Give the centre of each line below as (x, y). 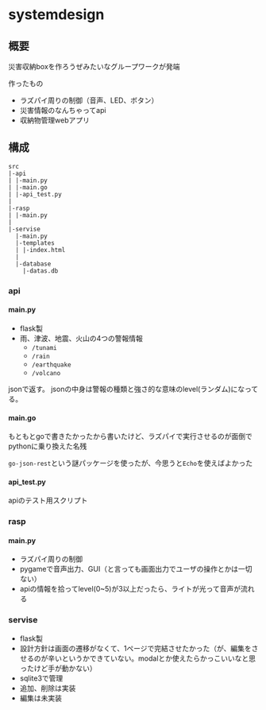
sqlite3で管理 (41, 678)
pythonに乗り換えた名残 (48, 446)
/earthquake (51, 365)
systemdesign (56, 15)
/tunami (44, 347)
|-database (33, 264)
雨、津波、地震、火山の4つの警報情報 (81, 338)
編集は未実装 (40, 698)
